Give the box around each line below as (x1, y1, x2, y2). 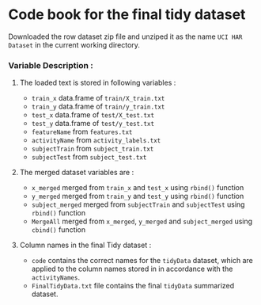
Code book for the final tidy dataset (8, 6, 246, 24)
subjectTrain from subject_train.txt (31, 144, 154, 154)
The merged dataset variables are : (19, 168, 134, 177)
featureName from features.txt (31, 127, 133, 136)
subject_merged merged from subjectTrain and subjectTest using (31, 200, 245, 209)
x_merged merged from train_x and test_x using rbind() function (31, 183, 244, 193)
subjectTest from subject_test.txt (31, 152, 147, 162)
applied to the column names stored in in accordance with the (31, 264, 233, 274)
